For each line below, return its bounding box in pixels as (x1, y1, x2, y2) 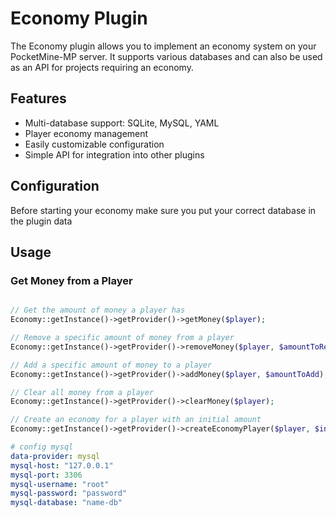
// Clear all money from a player (10, 387, 155, 397)
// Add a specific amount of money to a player (10, 360, 213, 370)
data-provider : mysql (10, 451, 101, 461)
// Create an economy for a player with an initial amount (10, 415, 262, 425)
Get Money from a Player (10, 273, 133, 287)
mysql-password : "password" (10, 488, 128, 499)
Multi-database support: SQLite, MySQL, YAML (24, 117, 220, 129)
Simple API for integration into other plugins (24, 148, 205, 161)
